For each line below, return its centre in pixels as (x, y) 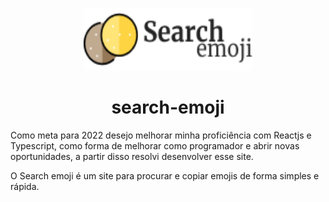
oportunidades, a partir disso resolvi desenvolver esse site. (132, 156)
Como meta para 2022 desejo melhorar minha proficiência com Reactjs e (161, 135)
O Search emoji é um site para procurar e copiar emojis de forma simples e (165, 175)
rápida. (25, 186)
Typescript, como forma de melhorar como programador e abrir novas (155, 145)
